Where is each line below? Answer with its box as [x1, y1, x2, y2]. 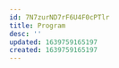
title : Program [9, 21, 66, 30]
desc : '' [9, 29, 42, 38]
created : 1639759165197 [9, 46, 98, 55]
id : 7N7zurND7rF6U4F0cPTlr [9, 12, 110, 22]
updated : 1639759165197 [9, 37, 98, 47]
